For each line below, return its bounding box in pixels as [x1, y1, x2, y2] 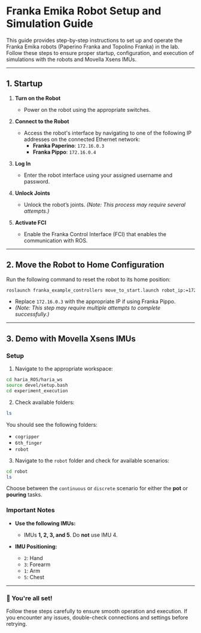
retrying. [6, 620, 28, 627]
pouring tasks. [6, 491, 43, 499]
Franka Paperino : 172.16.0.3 [32, 142, 105, 149]
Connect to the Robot [14, 118, 69, 125]
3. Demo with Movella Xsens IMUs [6, 334, 136, 344]
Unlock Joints [14, 189, 50, 197]
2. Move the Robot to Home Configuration [6, 260, 165, 270]
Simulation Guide [6, 17, 94, 30]
